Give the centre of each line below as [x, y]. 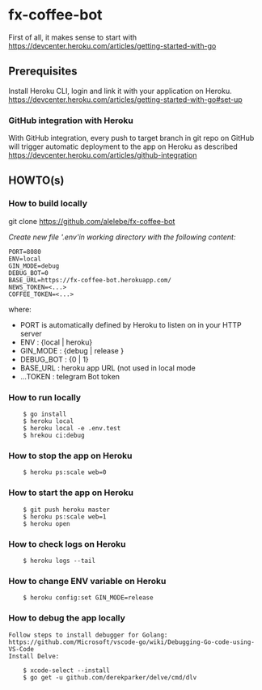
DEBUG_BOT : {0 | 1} [54, 359]
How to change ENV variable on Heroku [87, 581]
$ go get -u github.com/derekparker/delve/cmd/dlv [110, 677]
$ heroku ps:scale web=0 [65, 472]
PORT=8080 [25, 252]
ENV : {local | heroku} [56, 342]
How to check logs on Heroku [67, 544]
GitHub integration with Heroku [71, 121]
